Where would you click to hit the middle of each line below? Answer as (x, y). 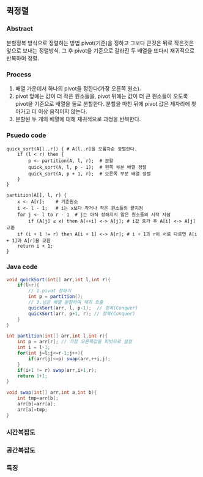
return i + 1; (35, 246)
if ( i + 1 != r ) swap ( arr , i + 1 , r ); (57, 370)
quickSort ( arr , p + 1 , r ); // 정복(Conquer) (82, 314)
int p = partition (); (56, 297)
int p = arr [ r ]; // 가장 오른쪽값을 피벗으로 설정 (75, 342)
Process (19, 74)
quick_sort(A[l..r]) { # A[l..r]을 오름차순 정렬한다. (72, 149)
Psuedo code (26, 135)
